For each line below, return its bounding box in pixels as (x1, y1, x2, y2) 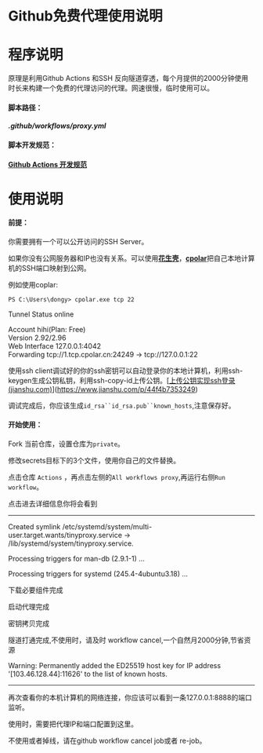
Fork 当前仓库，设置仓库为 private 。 (8, 439, 125, 448)
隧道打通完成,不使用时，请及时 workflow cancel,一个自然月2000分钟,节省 (8, 635, 244, 645)
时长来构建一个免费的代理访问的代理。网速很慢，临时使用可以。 (8, 83, 214, 93)
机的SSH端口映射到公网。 (8, 263, 92, 272)
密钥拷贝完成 (8, 619, 49, 628)
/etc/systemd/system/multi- (62, 522, 153, 532)
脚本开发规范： (8, 140, 56, 149)
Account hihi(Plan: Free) (8, 324, 86, 334)
